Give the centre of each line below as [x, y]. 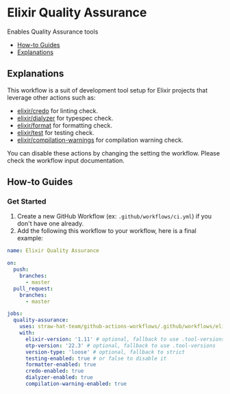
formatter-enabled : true [61, 365]
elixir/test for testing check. [55, 132]
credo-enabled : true [54, 371]
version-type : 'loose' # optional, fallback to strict [105, 352]
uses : [27, 327]
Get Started [27, 201]
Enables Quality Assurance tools [53, 32]
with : [27, 333]
